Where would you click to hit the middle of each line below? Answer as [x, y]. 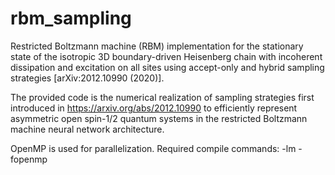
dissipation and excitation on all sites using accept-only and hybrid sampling [167, 67]
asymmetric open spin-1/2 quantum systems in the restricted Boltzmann [159, 118]
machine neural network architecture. [87, 129]
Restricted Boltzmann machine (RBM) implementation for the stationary [157, 46]
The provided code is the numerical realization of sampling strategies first [162, 97]
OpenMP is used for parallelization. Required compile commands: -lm [153, 148]
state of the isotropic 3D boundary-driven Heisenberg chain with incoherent [166, 56]
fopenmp [29, 159]
